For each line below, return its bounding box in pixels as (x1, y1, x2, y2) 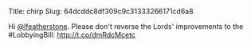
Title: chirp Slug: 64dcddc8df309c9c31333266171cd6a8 (8, 7, 194, 16)
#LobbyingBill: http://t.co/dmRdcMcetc (8, 31, 136, 39)
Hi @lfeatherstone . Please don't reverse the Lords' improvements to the (8, 22, 244, 31)
